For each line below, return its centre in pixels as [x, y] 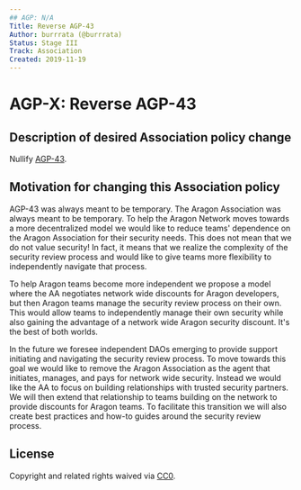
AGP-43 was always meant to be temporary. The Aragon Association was [145, 209]
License [32, 454]
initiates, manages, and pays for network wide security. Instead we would [145, 377]
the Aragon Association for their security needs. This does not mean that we [150, 237]
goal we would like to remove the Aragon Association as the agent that [140, 368]
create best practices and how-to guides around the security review [135, 416]
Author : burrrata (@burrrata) [66, 34]
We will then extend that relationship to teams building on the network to [143, 396]
